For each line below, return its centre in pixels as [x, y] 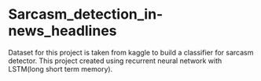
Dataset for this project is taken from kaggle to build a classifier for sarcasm [131, 52]
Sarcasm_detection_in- [86, 14]
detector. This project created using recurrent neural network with [115, 61]
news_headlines [62, 31]
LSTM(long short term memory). [61, 69]
